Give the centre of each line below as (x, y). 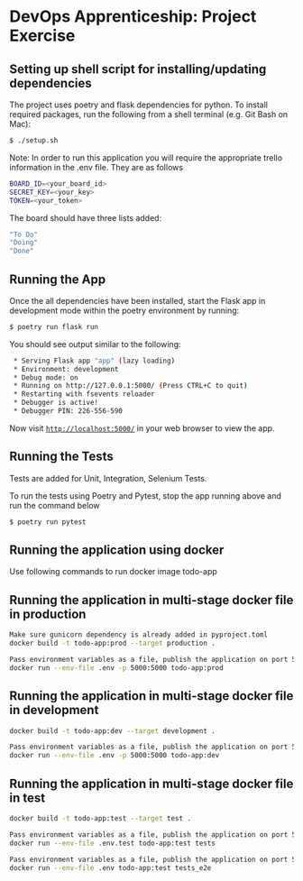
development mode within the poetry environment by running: (124, 310)
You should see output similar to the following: (96, 344)
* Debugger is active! (56, 403)
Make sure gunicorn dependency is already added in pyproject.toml (139, 635)
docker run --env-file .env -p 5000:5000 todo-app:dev (115, 756)
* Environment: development (66, 369)
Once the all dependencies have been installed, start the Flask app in (138, 300)
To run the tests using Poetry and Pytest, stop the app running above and (145, 496)
